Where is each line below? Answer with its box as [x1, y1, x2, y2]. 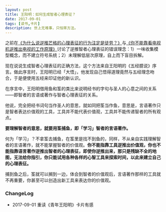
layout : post [5, 7, 32, 12]
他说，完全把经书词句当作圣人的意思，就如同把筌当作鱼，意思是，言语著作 [5, 103, 157, 108]
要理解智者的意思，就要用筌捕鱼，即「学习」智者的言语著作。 [5, 125, 131, 131]
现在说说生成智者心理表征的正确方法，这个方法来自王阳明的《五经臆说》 [5, 63, 152, 69]
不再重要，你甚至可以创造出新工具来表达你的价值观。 [5, 177, 114, 183]
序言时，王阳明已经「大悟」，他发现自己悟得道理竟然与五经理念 [22, 69, 150, 75]
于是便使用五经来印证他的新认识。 [13, 75, 83, 81]
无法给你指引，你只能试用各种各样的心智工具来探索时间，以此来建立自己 [13, 155, 161, 160]
